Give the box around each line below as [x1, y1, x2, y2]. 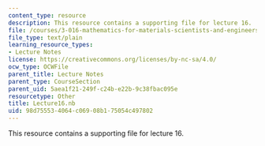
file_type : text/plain [8, 33, 83, 42]
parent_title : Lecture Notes [8, 70, 104, 78]
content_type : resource [8, 11, 87, 20]
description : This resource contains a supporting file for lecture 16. [8, 19, 252, 27]
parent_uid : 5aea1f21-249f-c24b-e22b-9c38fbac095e [8, 84, 178, 93]
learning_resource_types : [8, 41, 93, 49]
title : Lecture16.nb [8, 99, 77, 107]
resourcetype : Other [8, 92, 77, 100]
